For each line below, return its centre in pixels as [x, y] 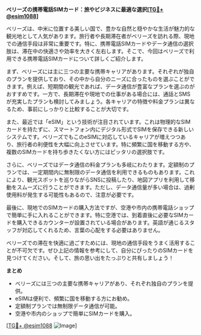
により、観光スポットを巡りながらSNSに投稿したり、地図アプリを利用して [98, 180]
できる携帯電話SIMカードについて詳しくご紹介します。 [79, 59]
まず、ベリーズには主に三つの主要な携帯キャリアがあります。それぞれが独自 [100, 71]
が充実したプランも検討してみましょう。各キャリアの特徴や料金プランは [95, 101]
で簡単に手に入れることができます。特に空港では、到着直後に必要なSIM [95, 215]
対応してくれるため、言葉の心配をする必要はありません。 [93, 230]
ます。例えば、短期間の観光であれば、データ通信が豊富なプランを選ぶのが [103, 86]
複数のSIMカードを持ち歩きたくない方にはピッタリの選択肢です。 [87, 152]
